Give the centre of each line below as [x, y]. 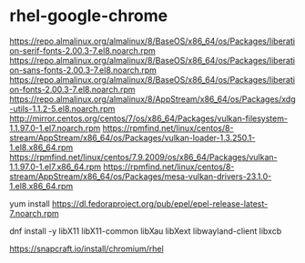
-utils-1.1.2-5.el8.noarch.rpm [62, 108]
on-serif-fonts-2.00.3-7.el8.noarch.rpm [83, 50]
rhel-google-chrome [89, 16]
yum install [30, 203]
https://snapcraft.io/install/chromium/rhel [86, 248]
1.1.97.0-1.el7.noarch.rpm [55, 127]
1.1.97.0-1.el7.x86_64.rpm [56, 167]
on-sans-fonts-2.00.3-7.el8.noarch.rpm [83, 70]
